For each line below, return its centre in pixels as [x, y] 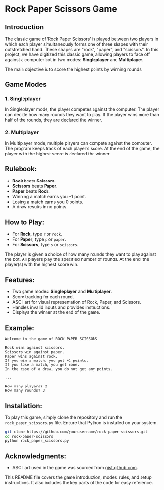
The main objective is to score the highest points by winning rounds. [74, 69]
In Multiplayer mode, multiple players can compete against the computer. [79, 143]
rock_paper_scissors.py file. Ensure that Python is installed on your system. [82, 423]
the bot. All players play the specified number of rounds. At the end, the [77, 259]
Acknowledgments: [36, 456]
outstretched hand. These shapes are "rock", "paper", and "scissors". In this [82, 49]
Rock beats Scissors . [34, 181]
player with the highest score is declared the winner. [58, 154]
